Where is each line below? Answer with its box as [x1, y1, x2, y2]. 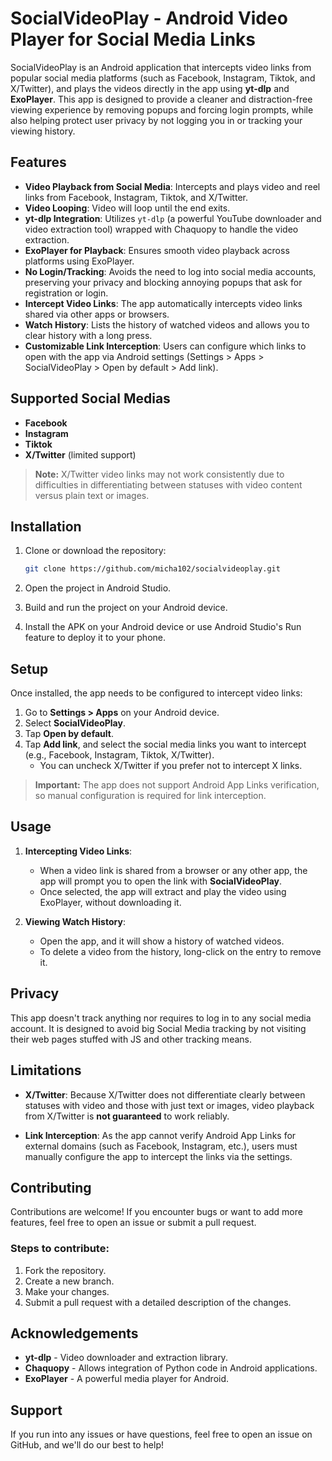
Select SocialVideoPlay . [24, 717, 126, 729]
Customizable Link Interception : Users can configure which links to [24, 340, 307, 352]
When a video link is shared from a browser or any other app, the [39, 864, 308, 876]
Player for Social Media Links [10, 28, 257, 51]
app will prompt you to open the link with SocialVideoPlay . [39, 875, 282, 887]
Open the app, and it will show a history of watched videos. [39, 935, 285, 947]
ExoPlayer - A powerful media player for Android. [24, 1373, 230, 1385]
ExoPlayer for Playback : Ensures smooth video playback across [24, 244, 290, 256]
